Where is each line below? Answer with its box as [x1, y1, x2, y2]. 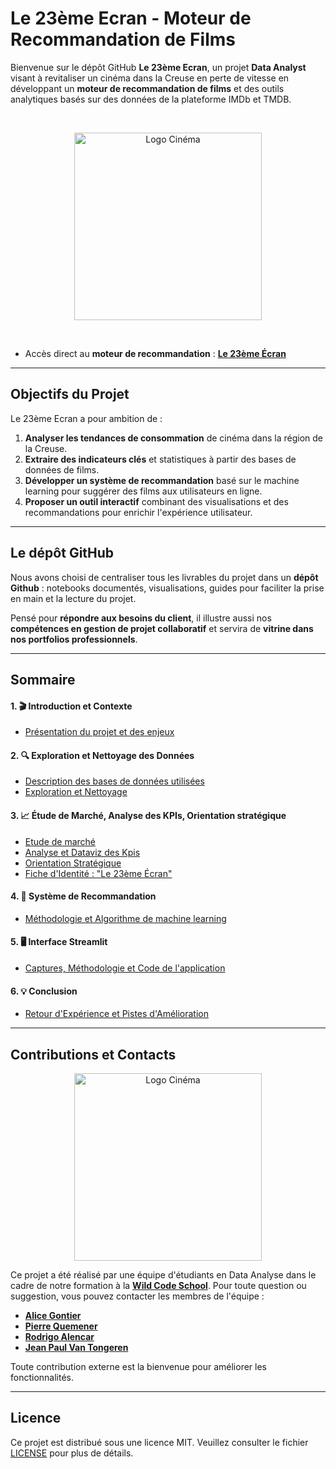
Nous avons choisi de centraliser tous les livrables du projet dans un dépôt [10, 571, 319, 583]
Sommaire [10, 671, 76, 688]
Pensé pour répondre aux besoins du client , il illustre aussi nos [10, 612, 272, 624]
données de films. [24, 463, 100, 476]
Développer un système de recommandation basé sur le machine [24, 474, 300, 486]
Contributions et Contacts [10, 1046, 177, 1063]
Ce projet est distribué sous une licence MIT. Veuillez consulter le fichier [10, 1436, 309, 1448]
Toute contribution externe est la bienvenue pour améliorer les [10, 1360, 267, 1372]
